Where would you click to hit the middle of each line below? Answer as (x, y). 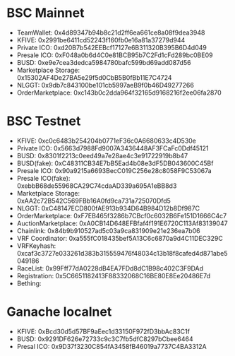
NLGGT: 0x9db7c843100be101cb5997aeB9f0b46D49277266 (106, 85)
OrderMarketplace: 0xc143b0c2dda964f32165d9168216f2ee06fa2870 (119, 93)
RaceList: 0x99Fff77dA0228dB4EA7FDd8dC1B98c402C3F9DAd (110, 268)
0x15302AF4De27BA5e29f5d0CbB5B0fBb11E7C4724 (94, 77)
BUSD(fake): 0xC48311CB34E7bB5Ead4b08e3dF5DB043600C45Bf (115, 163)
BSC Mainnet (46, 13)
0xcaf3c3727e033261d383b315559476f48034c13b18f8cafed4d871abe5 (122, 253)
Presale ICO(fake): (43, 178)
